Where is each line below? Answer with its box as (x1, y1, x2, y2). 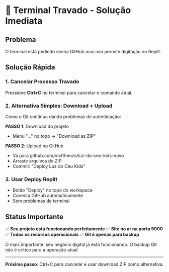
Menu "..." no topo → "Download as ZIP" (12, 133, 96, 139)
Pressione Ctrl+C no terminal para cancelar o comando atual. (5, 89, 133, 96)
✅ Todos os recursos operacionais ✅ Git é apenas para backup (5, 231, 139, 238)
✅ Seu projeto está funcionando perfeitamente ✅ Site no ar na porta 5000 (5, 226, 163, 232)
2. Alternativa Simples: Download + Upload (5, 102, 113, 109)
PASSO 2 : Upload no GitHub (5, 143, 64, 149)
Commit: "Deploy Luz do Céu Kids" (12, 163, 86, 169)
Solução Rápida (5, 63, 55, 72)
